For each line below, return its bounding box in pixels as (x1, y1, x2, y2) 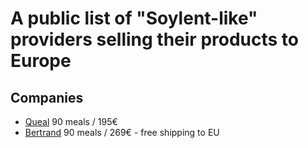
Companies (10, 89, 84, 106)
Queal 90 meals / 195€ (24, 116, 118, 127)
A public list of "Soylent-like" (10, 7, 258, 30)
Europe (10, 50, 72, 72)
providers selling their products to (10, 28, 300, 51)
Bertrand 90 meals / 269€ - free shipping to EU (24, 127, 220, 138)
